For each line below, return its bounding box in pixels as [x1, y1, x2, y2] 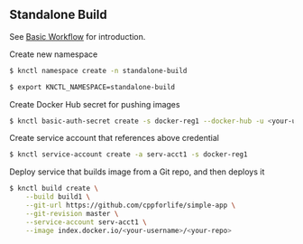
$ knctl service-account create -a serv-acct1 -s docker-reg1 [9, 150, 248, 159]
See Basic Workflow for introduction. [9, 31, 146, 42]
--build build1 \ [25, 192, 91, 202]
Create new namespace [9, 49, 98, 60]
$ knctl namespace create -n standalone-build [9, 66, 188, 75]
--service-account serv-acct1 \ [25, 217, 147, 227]
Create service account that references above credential [9, 133, 219, 144]
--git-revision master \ [25, 209, 119, 218]
